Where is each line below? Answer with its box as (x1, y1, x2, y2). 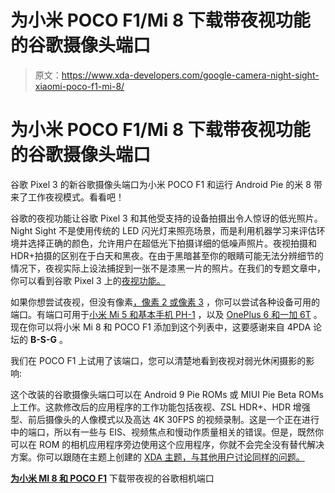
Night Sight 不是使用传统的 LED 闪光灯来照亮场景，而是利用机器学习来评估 (10, 224, 317, 236)
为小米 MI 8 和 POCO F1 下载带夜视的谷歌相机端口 (10, 472, 215, 484)
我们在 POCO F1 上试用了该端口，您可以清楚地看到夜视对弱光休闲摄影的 (10, 354, 307, 366)
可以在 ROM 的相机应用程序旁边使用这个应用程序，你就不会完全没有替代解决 (10, 438, 325, 450)
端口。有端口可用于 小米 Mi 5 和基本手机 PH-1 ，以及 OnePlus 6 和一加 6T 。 (10, 308, 323, 320)
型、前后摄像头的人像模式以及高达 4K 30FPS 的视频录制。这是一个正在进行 (10, 413, 320, 425)
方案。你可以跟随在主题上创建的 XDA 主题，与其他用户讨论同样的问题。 (10, 451, 305, 463)
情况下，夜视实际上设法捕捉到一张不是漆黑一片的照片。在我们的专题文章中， (10, 262, 326, 274)
